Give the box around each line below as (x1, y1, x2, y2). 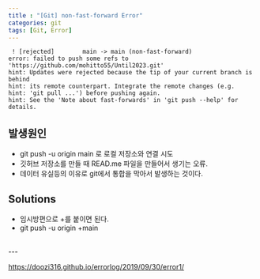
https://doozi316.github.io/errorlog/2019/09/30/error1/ (8, 262, 184, 271)
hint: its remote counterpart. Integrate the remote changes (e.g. (8, 82, 236, 91)
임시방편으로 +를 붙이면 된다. (19, 214, 109, 224)
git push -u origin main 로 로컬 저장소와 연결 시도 (19, 149, 174, 159)
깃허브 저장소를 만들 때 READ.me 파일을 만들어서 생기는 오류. (19, 159, 208, 168)
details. (8, 104, 37, 111)
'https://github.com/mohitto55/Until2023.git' (8, 62, 164, 70)
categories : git (8, 19, 62, 27)
